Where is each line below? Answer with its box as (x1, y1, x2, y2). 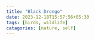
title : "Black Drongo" (6, 8, 63, 15)
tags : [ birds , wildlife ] (6, 19, 68, 25)
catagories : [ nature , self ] (6, 25, 76, 31)
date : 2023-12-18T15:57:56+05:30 (6, 14, 90, 20)
